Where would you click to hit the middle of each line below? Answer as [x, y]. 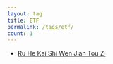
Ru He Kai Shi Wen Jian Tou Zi [61, 53]
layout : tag [25, 14]
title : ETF [23, 20]
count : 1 [20, 33]
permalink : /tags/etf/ [41, 27]
